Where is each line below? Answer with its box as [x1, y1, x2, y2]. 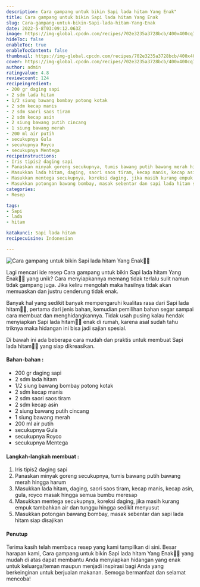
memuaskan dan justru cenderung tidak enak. [6, 288, 119, 295]
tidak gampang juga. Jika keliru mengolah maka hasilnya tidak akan [6, 281, 171, 288]
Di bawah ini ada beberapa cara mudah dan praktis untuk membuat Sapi [6, 336, 183, 343]
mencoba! [6, 575, 31, 582]
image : [6, 31, 23, 37]
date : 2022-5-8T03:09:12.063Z [6, 25, 82, 32]
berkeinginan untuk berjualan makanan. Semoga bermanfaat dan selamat [6, 569, 186, 576]
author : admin [6, 64, 42, 70]
